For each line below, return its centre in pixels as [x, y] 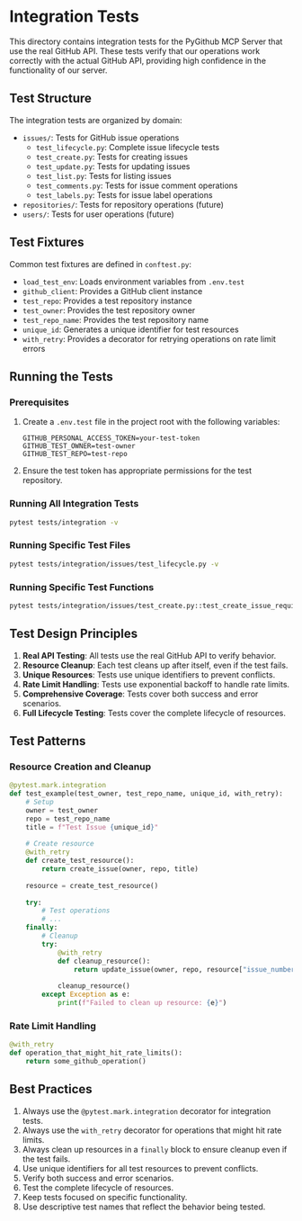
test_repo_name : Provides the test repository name [115, 319]
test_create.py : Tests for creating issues [112, 157]
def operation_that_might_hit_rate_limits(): [96, 1053]
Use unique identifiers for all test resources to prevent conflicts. [140, 1168]
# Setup [40, 803]
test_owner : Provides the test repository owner [109, 310]
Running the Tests [62, 377]
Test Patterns [48, 741]
